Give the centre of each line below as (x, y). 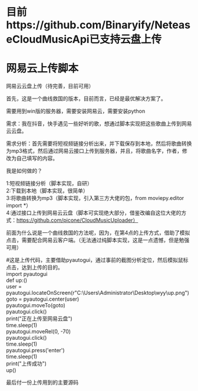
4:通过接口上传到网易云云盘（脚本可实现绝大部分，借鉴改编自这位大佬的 (94, 213)
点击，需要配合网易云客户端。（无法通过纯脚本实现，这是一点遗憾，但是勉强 (98, 240)
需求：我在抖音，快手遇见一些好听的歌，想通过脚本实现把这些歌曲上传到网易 (99, 124)
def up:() (17, 280)
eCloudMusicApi (48, 40)
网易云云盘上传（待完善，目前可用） (50, 86)
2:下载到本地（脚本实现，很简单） (47, 191)
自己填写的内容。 (37, 158)
